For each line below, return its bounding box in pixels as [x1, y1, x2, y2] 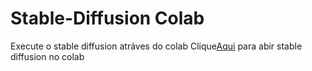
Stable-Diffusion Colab [10, 7, 205, 30]
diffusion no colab [10, 50, 85, 62]
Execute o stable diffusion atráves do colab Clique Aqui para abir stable [10, 40, 303, 52]
